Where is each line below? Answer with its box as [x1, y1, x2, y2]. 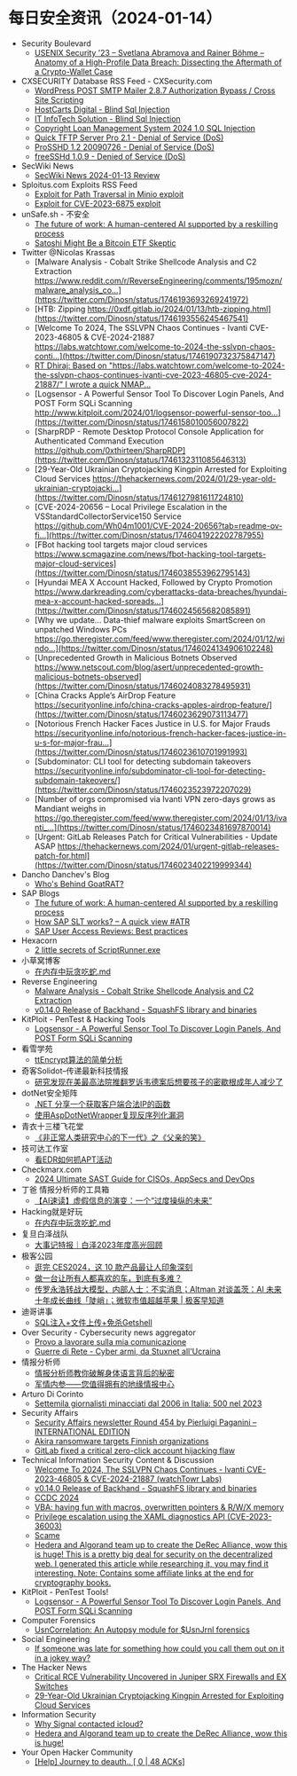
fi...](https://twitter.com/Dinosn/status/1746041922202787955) [34, 530, 265, 540]
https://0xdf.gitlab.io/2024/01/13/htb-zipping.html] [87, 303, 271, 314]
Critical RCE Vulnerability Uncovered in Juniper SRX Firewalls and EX [34, 1671, 287, 1682]
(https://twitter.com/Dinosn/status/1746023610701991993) [34, 746, 248, 757]
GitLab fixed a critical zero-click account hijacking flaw [34, 1445, 236, 1456]
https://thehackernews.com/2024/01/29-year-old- [91, 473, 277, 483]
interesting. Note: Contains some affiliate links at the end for [34, 1568, 254, 1578]
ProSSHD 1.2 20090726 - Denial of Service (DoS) [34, 141, 215, 152]
